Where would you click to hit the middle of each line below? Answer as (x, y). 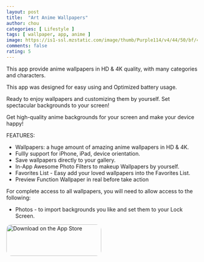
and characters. (26, 75)
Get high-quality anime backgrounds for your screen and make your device (100, 117)
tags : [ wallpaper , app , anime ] (49, 35)
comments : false (27, 46)
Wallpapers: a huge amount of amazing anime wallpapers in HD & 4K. (102, 147)
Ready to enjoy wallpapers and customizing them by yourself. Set (88, 98)
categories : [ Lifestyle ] (40, 29)
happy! (15, 123)
